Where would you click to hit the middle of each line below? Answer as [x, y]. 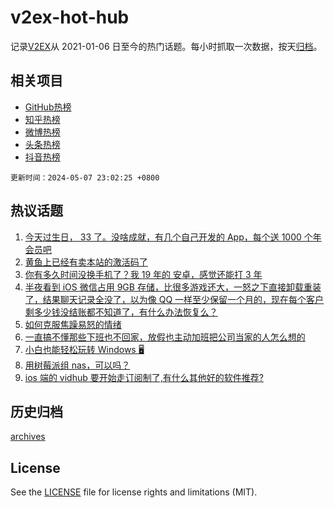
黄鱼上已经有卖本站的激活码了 [86, 262]
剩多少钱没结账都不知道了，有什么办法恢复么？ [121, 312]
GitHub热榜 [48, 107]
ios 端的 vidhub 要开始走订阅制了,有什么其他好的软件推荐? [144, 377]
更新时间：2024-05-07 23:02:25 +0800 [85, 177]
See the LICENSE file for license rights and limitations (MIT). [134, 492]
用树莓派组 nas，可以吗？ [77, 365]
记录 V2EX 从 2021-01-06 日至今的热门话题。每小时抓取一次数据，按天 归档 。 [166, 46]
